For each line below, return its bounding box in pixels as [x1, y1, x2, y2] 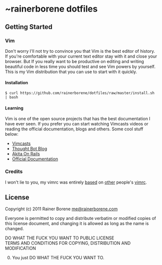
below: [5, 131, 18, 137]
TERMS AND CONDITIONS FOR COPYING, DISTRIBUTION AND [5, 240, 131, 246]
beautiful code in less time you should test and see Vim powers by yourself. [5, 63, 156, 69]
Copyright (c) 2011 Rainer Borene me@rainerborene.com [5, 206, 118, 212]
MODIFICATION [5, 246, 36, 251]
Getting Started [5, 23, 53, 31]
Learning [5, 105, 24, 111]
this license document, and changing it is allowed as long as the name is [5, 220, 149, 226]
